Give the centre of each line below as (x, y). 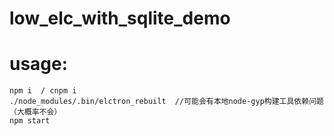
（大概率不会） (35, 112)
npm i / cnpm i (43, 91)
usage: (39, 64)
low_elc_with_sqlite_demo (120, 18)
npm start (30, 121)
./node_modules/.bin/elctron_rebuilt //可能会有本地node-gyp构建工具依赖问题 (166, 102)
